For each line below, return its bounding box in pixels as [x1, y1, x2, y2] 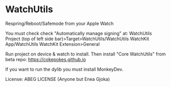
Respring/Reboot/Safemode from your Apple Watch [5, 20, 114, 26]
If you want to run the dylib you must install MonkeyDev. [5, 66, 124, 72]
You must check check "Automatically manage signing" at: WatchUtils [5, 30, 152, 36]
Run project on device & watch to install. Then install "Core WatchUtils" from [5, 51, 166, 57]
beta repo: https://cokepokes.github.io [5, 56, 86, 62]
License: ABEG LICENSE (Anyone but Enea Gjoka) [5, 76, 110, 82]
